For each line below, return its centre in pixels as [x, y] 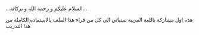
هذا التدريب [18, 26]
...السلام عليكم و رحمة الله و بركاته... [46, 8]
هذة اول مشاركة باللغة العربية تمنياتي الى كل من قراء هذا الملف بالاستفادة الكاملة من [99, 20]
